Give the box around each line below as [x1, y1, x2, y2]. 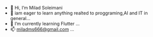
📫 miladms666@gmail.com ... [10, 26, 74, 32]
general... [10, 15, 31, 21]
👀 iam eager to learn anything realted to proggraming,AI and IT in [10, 10, 148, 16]
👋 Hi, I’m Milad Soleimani [10, 5, 63, 10]
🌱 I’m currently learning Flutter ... [10, 20, 80, 26]
